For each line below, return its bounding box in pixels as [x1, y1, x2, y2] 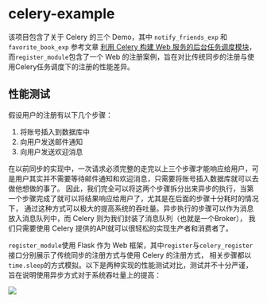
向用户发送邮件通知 [19, 137, 83, 146]
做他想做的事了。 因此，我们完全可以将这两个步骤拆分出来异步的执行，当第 [8, 184, 254, 193]
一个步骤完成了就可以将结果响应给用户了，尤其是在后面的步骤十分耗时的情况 [8, 193, 259, 203]
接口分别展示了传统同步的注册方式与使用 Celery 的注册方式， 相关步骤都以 [8, 250, 252, 259]
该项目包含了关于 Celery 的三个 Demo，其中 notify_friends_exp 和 [8, 32, 228, 41]
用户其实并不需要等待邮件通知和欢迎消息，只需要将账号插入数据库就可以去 [14, 173, 259, 183]
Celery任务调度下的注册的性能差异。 [14, 61, 135, 72]
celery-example [8, 5, 115, 23]
